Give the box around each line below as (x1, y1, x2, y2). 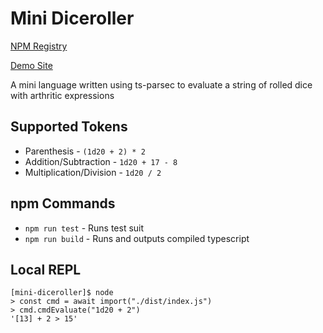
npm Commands (10, 195, 116, 212)
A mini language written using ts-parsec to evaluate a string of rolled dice (10, 78, 313, 91)
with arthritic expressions (10, 89, 115, 101)
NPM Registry (10, 40, 68, 52)
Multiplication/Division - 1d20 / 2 (24, 166, 162, 178)
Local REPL (10, 261, 82, 278)
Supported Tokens (10, 118, 128, 136)
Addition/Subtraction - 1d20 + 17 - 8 (24, 155, 178, 167)
